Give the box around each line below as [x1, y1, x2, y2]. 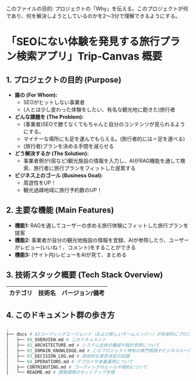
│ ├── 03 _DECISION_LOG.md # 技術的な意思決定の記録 [6, 353, 130, 359]
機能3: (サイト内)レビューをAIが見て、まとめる [14, 251, 127, 258]
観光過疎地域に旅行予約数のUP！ [23, 187, 102, 193]
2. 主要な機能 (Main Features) [6, 205, 114, 215]
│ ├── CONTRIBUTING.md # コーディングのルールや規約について [6, 364, 148, 370]
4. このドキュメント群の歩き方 [6, 310, 115, 320]
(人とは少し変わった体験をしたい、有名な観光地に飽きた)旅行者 [23, 106, 176, 113]
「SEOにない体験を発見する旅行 [6, 35, 160, 49]
